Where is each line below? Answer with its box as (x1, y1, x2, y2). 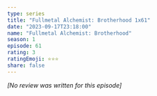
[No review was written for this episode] (7, 81, 122, 89)
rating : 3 (7, 49, 36, 56)
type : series (7, 10, 45, 17)
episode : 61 (7, 42, 42, 49)
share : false (7, 62, 45, 69)
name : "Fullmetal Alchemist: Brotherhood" (7, 29, 132, 37)
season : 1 (7, 36, 36, 43)
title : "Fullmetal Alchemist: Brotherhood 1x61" (7, 17, 151, 24)
